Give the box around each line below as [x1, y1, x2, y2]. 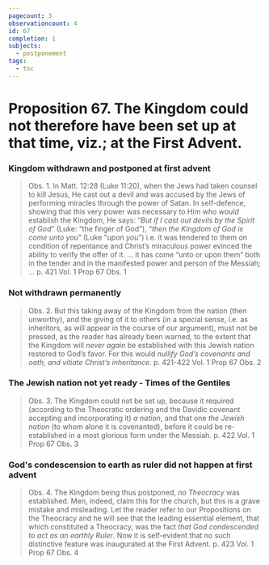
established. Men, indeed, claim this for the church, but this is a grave [27, 496, 261, 506]
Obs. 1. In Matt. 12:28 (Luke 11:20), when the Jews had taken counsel [27, 181, 258, 191]
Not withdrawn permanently [8, 287, 122, 299]
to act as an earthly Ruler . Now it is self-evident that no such [27, 531, 232, 541]
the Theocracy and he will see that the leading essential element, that [27, 513, 260, 523]
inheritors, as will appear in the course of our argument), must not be [27, 323, 258, 333]
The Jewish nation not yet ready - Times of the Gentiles [8, 377, 231, 389]
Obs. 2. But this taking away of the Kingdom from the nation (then [27, 305, 248, 316]
